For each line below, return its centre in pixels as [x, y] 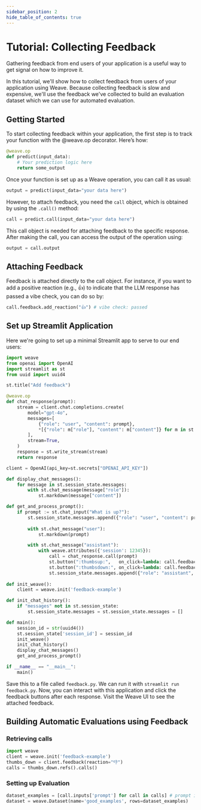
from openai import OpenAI [40, 363]
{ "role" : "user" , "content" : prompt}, [86, 424]
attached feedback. [30, 703]
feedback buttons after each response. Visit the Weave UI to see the [90, 696]
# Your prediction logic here [55, 162]
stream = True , [44, 441]
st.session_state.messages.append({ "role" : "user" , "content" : [108, 518]
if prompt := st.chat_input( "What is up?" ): [73, 512]
